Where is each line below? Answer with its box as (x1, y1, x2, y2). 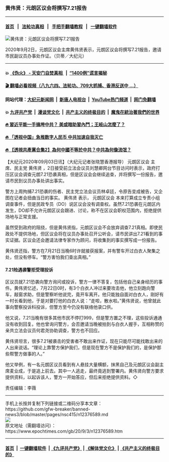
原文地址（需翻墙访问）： (5, 423, 56, 429)
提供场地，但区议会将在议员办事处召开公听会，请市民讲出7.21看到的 (18, 231, 158, 237)
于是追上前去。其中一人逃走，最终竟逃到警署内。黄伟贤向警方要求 (27, 368, 164, 374)
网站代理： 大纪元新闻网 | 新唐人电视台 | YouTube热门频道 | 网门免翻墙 (5, 97, 156, 103)
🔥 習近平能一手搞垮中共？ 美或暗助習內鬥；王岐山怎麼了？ (5, 121, 125, 127)
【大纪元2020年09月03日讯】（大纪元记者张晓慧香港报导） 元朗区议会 (5, 159, 150, 165)
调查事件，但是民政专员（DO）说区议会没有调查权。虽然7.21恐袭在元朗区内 (5, 201, 161, 207)
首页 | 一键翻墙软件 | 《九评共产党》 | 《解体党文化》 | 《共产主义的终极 (5, 445, 156, 451)
